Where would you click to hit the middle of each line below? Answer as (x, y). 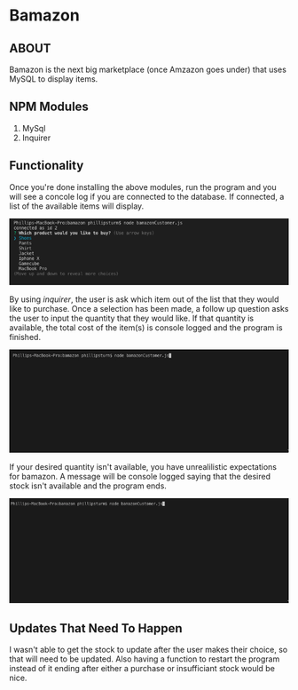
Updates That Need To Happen (96, 628)
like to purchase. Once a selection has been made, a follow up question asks (149, 309)
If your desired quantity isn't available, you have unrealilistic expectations (143, 466)
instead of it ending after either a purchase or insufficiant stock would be (142, 669)
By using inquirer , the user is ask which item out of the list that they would (144, 299)
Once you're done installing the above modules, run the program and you (143, 186)
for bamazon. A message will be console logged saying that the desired (140, 476)
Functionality (47, 166)
